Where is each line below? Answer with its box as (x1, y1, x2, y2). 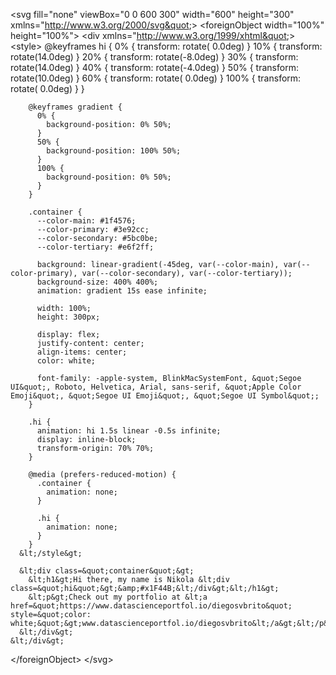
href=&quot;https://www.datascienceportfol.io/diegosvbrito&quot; (10, 601, 293, 611)
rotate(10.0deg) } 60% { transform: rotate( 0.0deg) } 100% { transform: (10, 72, 302, 84)
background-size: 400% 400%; (36, 277, 159, 287)
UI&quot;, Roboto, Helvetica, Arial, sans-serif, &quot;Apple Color (10, 382, 302, 392)
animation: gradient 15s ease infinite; (36, 286, 208, 296)
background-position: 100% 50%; (46, 146, 182, 156)
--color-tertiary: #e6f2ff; (36, 242, 155, 252)
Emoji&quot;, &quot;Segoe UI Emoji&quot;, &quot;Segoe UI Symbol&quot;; (10, 391, 320, 401)
